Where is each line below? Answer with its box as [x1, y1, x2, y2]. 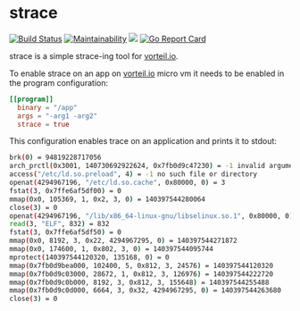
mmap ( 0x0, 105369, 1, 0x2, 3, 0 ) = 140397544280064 [9, 195, 205, 204]
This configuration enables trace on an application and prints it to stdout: [9, 136, 277, 147]
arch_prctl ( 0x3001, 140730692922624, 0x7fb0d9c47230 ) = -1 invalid [9, 162, 266, 171]
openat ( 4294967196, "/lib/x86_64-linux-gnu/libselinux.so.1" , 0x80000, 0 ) [9, 211, 294, 221]
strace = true [17, 120, 70, 129]
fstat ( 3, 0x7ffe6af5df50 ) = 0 [9, 228, 122, 237]
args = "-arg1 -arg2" [17, 111, 98, 121]
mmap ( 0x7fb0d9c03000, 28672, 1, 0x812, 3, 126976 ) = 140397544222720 [9, 269, 274, 279]
